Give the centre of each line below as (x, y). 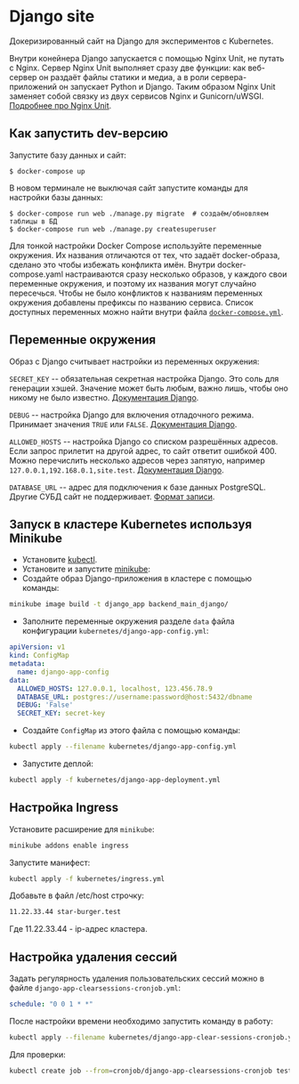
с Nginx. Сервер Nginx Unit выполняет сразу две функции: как (128, 68)
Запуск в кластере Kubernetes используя (130, 524)
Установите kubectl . (60, 560)
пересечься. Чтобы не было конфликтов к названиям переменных (136, 293)
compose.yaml (36, 274)
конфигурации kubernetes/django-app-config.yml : (115, 631)
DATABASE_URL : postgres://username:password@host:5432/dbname (135, 697)
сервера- (229, 77)
